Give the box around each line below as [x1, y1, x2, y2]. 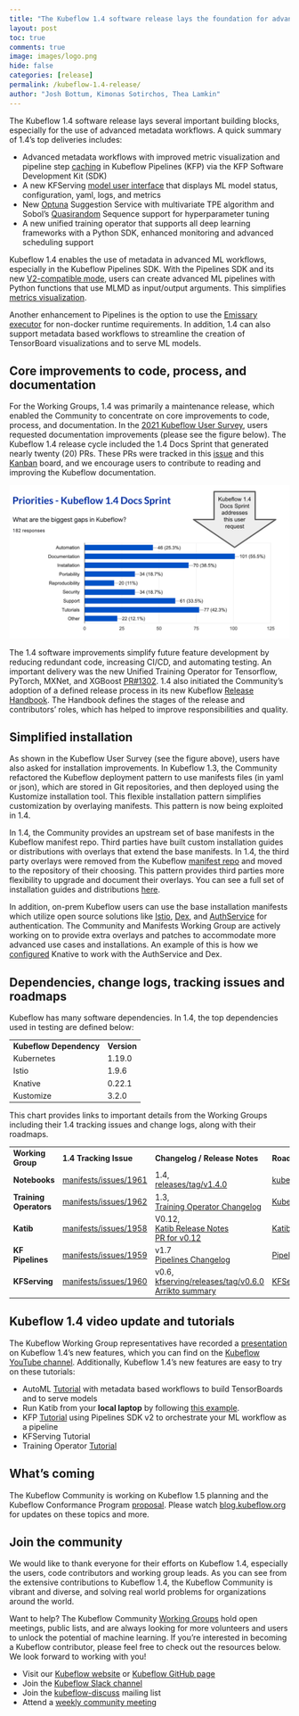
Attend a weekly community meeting [21, 1697, 158, 1708]
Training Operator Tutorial [21, 1440, 117, 1451]
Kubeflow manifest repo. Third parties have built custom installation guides [9, 837, 284, 847]
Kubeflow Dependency [12, 1040, 101, 1052]
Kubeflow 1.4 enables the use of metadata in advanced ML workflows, [9, 254, 267, 265]
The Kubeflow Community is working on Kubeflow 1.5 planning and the [9, 1489, 269, 1500]
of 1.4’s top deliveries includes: [9, 134, 123, 144]
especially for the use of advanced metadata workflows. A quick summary [9, 125, 282, 136]
